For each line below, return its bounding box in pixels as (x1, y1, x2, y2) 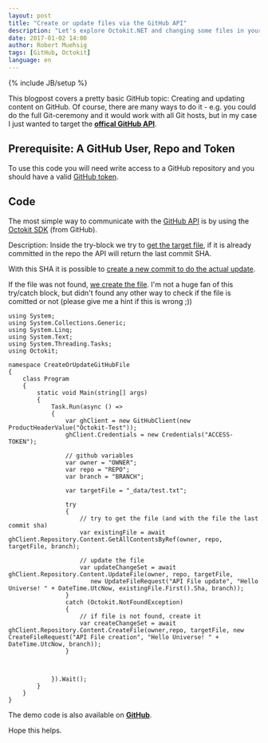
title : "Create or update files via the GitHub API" (8, 19, 187, 27)
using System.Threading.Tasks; (8, 340, 112, 348)
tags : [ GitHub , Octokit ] (8, 49, 91, 57)
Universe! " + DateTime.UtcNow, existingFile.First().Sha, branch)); (8, 584, 245, 592)
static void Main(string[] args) (37, 389, 148, 397)
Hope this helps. (8, 725, 62, 735)
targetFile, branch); (8, 542, 81, 551)
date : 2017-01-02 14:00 (8, 34, 88, 42)
